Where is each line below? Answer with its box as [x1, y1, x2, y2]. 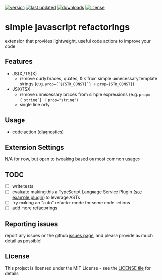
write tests [12, 183, 34, 189]
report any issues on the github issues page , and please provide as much [5, 233, 153, 239]
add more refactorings [12, 205, 58, 211]
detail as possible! [5, 238, 42, 244]
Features [5, 57, 33, 66]
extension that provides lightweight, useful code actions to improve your [5, 38, 151, 44]
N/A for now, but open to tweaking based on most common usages [5, 156, 140, 162]
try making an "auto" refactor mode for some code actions [12, 200, 131, 205]
